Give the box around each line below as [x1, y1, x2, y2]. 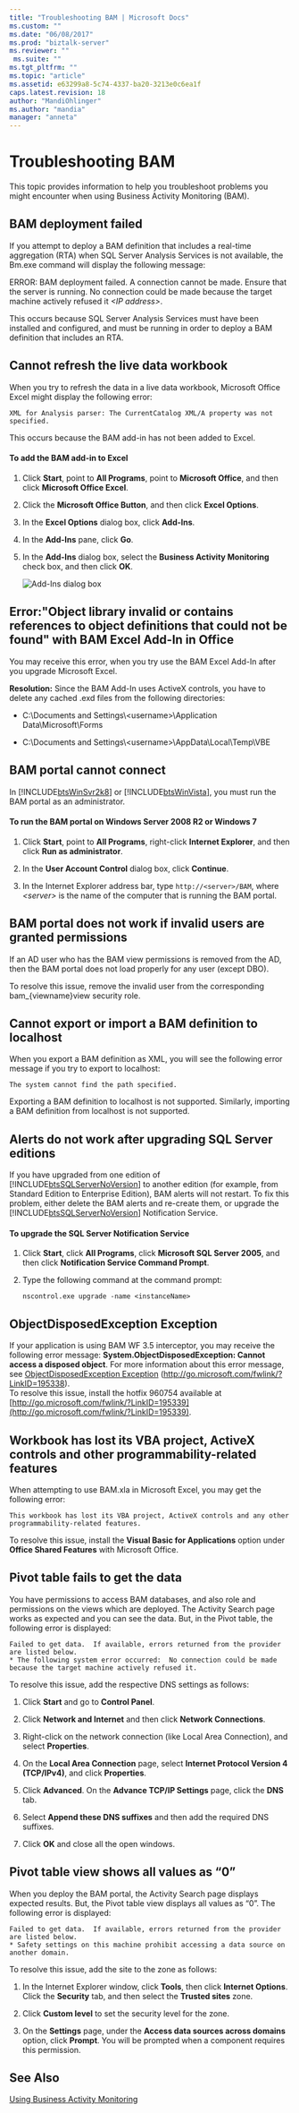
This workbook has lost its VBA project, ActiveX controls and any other [9, 1510, 290, 1520]
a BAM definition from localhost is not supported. [9, 1106, 190, 1116]
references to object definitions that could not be [9, 619, 287, 634]
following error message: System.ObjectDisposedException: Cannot [9, 1349, 266, 1361]
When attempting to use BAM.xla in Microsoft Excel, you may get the [9, 1484, 262, 1495]
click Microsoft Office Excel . [21, 482, 129, 492]
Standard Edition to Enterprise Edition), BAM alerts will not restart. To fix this [9, 1188, 290, 1200]
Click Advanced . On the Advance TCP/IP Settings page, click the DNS [21, 1784, 284, 1795]
